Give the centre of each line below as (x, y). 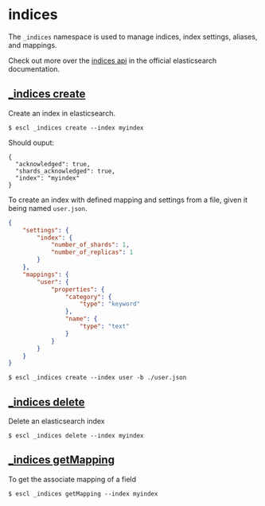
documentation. (34, 68)
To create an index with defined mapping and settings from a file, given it (128, 200)
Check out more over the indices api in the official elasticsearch (113, 60)
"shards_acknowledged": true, (65, 171)
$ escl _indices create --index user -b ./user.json (97, 378)
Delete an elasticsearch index (57, 421)
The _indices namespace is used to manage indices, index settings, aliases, (133, 37)
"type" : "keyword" (110, 304)
